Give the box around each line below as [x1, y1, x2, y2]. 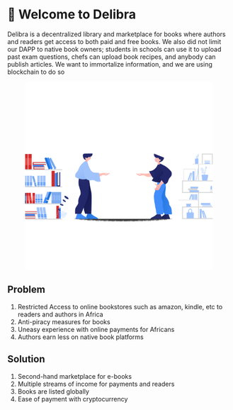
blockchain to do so [7, 67, 65, 76]
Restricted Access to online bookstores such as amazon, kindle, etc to [17, 302, 223, 311]
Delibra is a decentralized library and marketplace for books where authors [7, 30, 226, 38]
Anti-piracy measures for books [17, 317, 111, 326]
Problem [7, 284, 46, 296]
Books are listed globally [17, 387, 90, 396]
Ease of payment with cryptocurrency [17, 394, 128, 403]
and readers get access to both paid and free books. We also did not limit [7, 37, 222, 45]
